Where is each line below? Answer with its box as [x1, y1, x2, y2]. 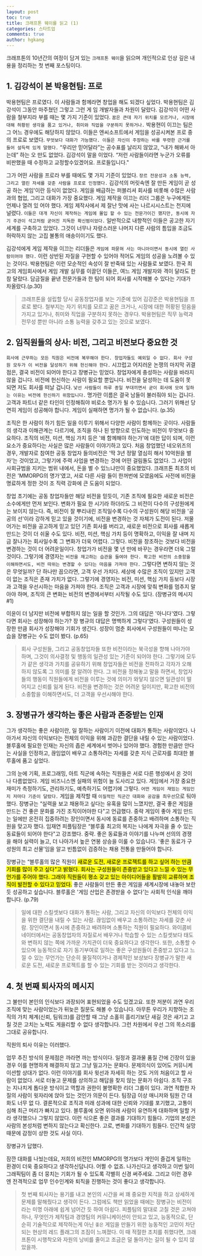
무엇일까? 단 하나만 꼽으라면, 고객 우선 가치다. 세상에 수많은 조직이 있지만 [12, 568, 184, 575]
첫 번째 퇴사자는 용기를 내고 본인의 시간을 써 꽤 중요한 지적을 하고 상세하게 [21, 1191, 195, 1198]
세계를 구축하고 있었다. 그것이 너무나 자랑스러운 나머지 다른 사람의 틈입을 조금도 [6, 224, 193, 231]
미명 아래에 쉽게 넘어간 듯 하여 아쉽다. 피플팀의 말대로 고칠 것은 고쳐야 [32, 1206, 197, 1213]
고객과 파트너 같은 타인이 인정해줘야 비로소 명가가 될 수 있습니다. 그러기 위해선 [6, 399, 190, 406]
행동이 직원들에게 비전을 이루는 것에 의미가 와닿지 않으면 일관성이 [32, 675, 186, 682]
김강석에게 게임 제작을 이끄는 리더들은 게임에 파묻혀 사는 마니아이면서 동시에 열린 [6, 245, 189, 252]
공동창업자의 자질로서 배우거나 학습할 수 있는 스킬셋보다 [52, 931, 183, 939]
